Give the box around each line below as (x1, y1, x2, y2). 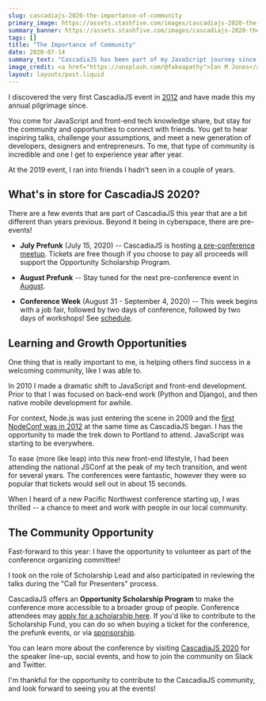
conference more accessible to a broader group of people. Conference (8, 603, 240, 612)
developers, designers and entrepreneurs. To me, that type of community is (8, 141, 255, 150)
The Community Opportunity (8, 525, 154, 539)
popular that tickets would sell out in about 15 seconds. (8, 479, 188, 489)
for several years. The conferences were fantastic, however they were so (8, 471, 247, 480)
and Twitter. (8, 660, 47, 669)
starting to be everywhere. (8, 438, 95, 448)
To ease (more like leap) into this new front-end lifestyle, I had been (8, 454, 230, 464)
